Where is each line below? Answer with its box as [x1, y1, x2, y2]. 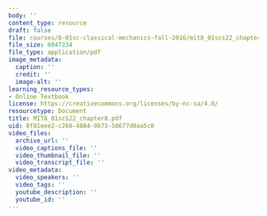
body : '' [8, 11, 37, 20]
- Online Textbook [8, 93, 69, 100]
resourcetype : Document [8, 108, 87, 116]
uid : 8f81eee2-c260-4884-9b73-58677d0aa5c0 [8, 122, 155, 130]
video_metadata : [8, 166, 62, 174]
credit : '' [15, 70, 52, 78]
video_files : [8, 129, 52, 137]
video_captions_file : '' [15, 144, 98, 152]
